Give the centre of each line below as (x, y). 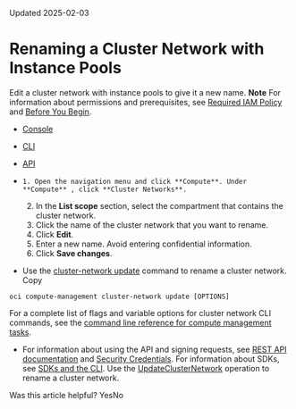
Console (38, 129)
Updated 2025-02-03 (49, 13)
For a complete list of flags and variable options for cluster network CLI (140, 313)
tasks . (21, 332)
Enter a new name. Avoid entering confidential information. (144, 244)
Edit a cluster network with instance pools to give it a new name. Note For (145, 92)
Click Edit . (55, 234)
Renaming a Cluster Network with (137, 49)
